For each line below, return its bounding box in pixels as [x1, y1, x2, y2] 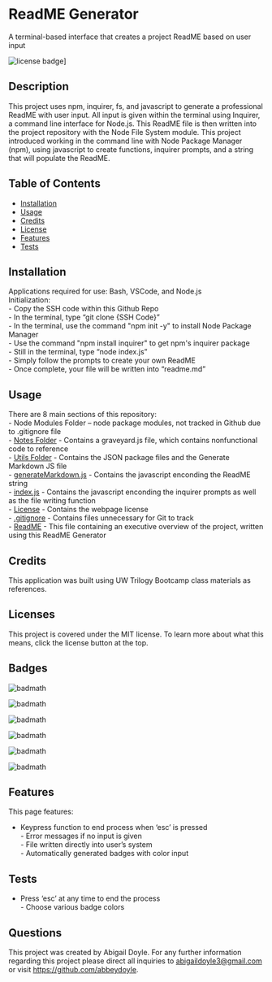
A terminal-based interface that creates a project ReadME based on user [8, 32, 252, 41]
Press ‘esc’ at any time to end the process [19, 893, 161, 903]
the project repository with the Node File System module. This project [8, 127, 241, 137]
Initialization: [8, 295, 51, 305]
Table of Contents [8, 176, 101, 191]
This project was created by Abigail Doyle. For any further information [8, 948, 242, 958]
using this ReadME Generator [8, 530, 107, 541]
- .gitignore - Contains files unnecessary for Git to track [8, 513, 194, 523]
